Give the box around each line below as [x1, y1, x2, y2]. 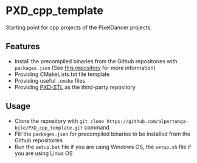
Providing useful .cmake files [14, 77, 86, 84]
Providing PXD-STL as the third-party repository [14, 83, 136, 91]
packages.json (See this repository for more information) [14, 64, 156, 71]
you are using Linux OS [14, 150, 73, 157]
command [84, 123, 110, 131]
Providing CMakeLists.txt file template [14, 71, 110, 78]
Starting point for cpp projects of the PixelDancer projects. [5, 24, 153, 31]
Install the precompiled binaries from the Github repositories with [14, 57, 178, 64]
